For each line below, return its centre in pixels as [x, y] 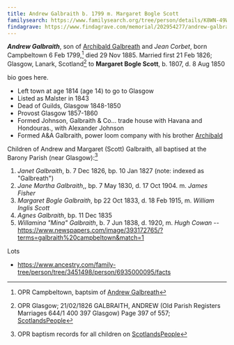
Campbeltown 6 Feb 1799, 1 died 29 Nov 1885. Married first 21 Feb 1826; [110, 54]
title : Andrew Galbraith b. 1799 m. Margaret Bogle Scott [93, 14]
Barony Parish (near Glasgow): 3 [53, 156]
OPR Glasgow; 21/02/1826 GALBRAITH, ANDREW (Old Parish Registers [119, 306]
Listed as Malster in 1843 [53, 98]
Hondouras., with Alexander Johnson [70, 128]
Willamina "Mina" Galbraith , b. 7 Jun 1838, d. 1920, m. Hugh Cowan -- [118, 223]
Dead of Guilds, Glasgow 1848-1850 [69, 105]
